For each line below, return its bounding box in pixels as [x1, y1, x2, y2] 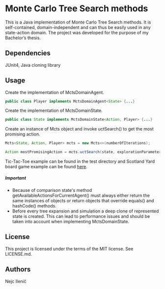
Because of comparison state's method [12, 187, 92, 193]
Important [5, 175, 26, 181]
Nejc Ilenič [5, 278, 27, 284]
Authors [5, 265, 31, 274]
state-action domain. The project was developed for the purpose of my [5, 29, 149, 35]
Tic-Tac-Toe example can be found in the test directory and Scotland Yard [5, 158, 155, 164]
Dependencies [5, 49, 51, 57]
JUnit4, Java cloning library [5, 62, 61, 68]
